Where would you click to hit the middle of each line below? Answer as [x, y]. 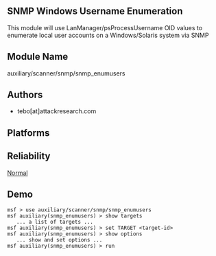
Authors [25, 95]
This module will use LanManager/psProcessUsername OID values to [105, 27]
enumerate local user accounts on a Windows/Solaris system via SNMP [108, 35]
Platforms [28, 133]
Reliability [29, 156]
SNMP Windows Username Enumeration [95, 11]
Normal [17, 173]
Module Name [38, 57]
